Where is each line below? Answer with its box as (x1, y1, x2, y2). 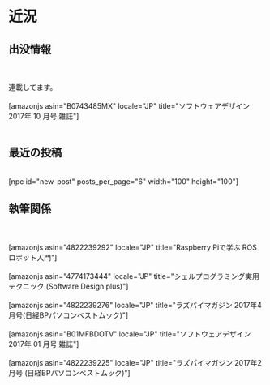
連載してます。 (8, 83, 58, 92)
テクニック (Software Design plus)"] (8, 281, 129, 291)
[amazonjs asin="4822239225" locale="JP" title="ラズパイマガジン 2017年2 (8, 357, 262, 367)
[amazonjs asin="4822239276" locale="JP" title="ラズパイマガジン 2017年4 (8, 300, 262, 310)
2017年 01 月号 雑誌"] (8, 339, 79, 349)
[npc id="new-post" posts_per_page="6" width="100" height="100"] (8, 176, 239, 186)
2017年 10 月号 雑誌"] (8, 111, 79, 121)
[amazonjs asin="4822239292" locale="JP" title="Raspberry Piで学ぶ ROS (8, 242, 258, 252)
